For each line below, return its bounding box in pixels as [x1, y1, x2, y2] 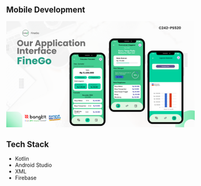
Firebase [14, 174, 37, 182]
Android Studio [14, 161, 52, 169]
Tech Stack [6, 139, 49, 149]
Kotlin [14, 155, 29, 163]
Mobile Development [6, 5, 86, 15]
